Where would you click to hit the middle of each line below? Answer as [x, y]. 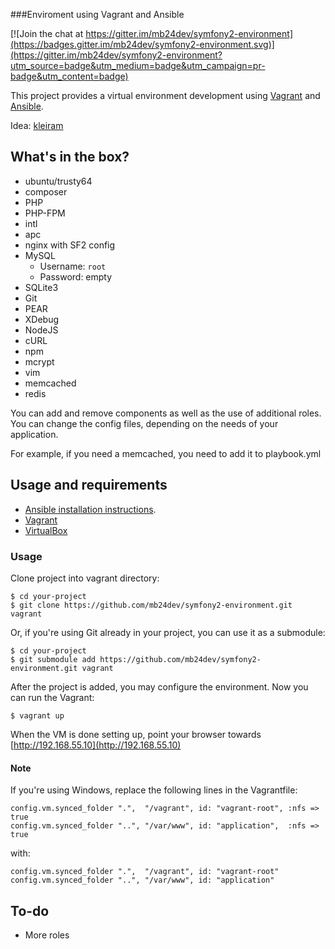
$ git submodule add [53, 659]
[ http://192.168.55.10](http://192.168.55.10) [96, 745]
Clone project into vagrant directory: [85, 578]
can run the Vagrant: [52, 697]
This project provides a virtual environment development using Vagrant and [165, 95]
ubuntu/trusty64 [58, 181]
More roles [47, 935]
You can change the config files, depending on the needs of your [144, 423]
